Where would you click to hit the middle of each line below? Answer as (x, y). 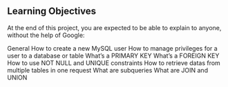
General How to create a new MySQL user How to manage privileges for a (112, 48)
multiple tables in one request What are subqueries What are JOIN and (108, 70)
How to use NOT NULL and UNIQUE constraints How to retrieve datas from (114, 63)
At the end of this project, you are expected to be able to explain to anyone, (114, 27)
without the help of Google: (46, 35)
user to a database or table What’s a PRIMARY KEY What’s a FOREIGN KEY (113, 55)
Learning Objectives (52, 11)
